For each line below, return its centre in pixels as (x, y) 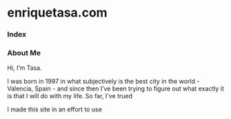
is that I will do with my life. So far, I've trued (70, 96)
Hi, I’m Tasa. (25, 68)
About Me (24, 53)
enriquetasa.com (58, 13)
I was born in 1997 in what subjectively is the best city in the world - (103, 82)
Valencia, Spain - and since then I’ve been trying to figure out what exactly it (115, 89)
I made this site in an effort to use (54, 109)
